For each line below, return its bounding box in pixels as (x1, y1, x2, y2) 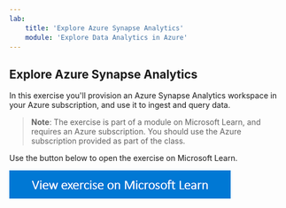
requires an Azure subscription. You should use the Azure (30, 127, 242, 137)
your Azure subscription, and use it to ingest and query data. (9, 100, 231, 111)
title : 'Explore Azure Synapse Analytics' (25, 23, 184, 33)
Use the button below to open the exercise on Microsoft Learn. (9, 153, 238, 164)
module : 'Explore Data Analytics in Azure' (25, 33, 189, 42)
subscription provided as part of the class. (30, 135, 186, 146)
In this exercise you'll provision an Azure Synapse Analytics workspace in (9, 90, 277, 101)
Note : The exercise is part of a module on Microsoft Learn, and (30, 117, 261, 127)
